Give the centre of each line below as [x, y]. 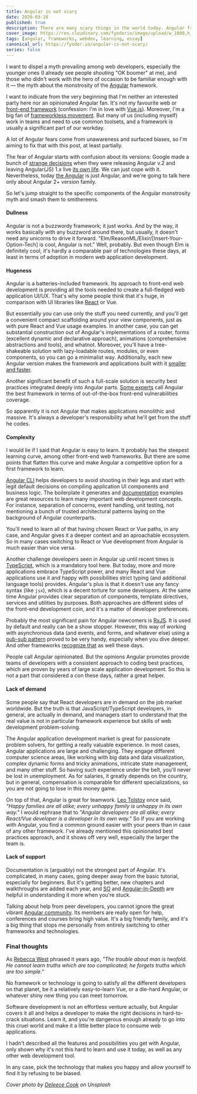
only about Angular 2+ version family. [51, 181]
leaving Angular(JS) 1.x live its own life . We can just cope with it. [84, 169]
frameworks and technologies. [43, 931]
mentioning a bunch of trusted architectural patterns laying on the [86, 511]
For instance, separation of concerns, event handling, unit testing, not [90, 505]
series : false [23, 50]
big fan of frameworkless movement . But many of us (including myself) [92, 115]
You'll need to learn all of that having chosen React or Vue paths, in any [92, 529]
